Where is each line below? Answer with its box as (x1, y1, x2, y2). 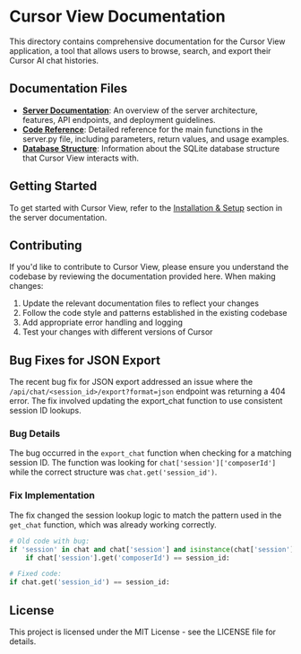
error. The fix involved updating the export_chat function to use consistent (9, 396, 283, 406)
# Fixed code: (9, 570, 63, 579)
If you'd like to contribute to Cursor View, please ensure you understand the (9, 262, 289, 273)
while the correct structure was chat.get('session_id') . (9, 467, 218, 477)
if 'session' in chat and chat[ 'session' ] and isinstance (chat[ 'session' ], (9, 545, 298, 554)
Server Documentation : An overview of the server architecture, (21, 105, 258, 116)
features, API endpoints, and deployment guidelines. (21, 114, 217, 125)
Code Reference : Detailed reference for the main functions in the (21, 124, 263, 135)
